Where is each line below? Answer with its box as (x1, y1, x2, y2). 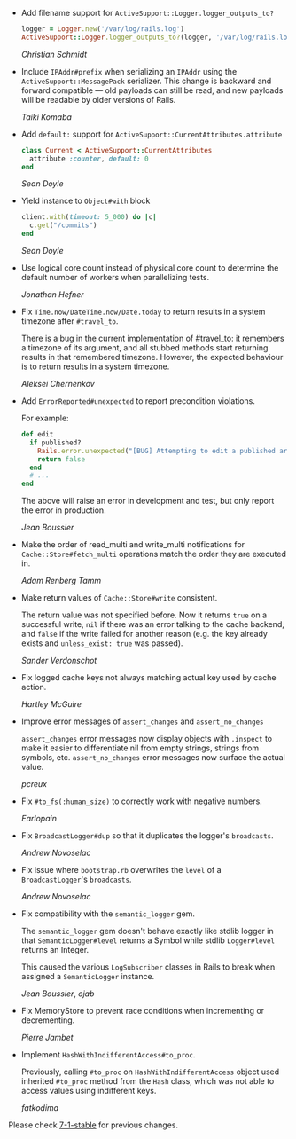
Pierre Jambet (20, 1033, 74, 1043)
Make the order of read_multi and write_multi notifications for (20, 539, 245, 550)
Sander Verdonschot (20, 656, 97, 666)
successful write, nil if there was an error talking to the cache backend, (20, 619, 284, 630)
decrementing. (20, 1015, 75, 1025)
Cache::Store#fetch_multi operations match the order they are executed (20, 549, 287, 560)
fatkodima (20, 1103, 59, 1113)
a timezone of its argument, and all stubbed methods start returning (20, 342, 269, 353)
